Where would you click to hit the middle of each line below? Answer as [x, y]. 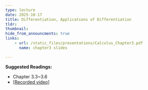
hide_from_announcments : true [38, 34]
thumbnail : [17, 29]
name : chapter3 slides [43, 48]
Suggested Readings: [29, 67]
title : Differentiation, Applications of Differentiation [68, 19]
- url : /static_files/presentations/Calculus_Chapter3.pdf [79, 43]
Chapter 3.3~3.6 [30, 76]
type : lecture [20, 10]
